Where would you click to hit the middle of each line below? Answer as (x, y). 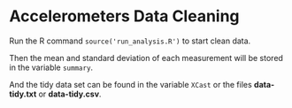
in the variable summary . (51, 67)
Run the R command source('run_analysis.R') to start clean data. (130, 41)
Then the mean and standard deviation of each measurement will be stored (146, 58)
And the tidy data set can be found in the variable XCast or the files (131, 84)
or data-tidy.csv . (70, 94)
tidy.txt (23, 94)
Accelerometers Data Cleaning (125, 16)
